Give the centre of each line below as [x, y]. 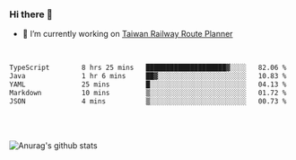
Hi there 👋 [31, 14]
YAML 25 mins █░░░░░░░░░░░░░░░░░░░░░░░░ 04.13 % [148, 84]
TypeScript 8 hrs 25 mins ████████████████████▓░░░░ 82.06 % [148, 68]
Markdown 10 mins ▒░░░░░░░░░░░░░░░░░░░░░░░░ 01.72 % [148, 93]
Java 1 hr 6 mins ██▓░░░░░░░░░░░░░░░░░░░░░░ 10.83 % [148, 76]
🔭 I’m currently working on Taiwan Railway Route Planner [127, 34]
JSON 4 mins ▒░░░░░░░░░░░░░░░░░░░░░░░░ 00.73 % [148, 101]
